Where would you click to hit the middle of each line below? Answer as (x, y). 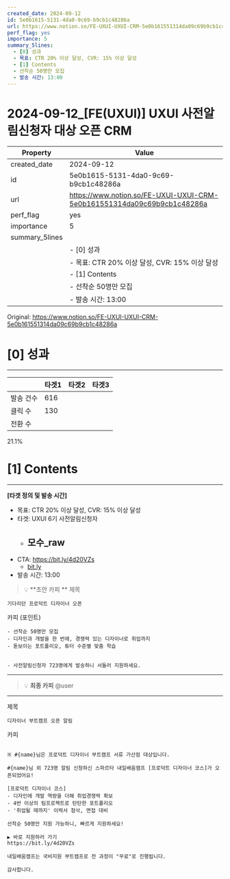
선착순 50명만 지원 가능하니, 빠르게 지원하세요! (66, 824)
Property (37, 153)
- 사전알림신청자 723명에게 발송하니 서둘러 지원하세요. (74, 665)
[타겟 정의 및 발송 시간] (37, 496)
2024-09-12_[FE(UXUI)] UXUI (93, 113)
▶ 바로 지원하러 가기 (32, 837)
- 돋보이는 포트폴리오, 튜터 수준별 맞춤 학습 (62, 646)
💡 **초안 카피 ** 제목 (52, 589)
